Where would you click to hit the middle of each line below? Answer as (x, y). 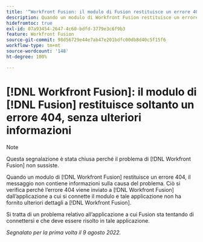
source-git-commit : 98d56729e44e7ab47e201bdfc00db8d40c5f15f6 (86, 40)
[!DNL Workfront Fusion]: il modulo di (101, 92)
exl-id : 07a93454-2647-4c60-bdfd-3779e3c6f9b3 (66, 29)
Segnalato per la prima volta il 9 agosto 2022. (64, 232)
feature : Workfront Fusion (40, 34)
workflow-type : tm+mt (34, 46)
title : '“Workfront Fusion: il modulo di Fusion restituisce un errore (98, 12)
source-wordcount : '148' (37, 51)
